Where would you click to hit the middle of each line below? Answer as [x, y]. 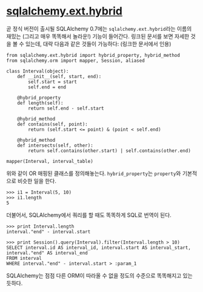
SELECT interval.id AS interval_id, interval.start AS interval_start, [98, 247]
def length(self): [40, 103]
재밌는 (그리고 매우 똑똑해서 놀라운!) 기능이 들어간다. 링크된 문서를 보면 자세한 [98, 36]
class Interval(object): [38, 71]
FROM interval [24, 258]
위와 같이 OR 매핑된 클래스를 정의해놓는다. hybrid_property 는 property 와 [94, 173]
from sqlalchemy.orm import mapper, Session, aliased [76, 61]
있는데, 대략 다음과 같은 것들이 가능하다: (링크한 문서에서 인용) [98, 44]
